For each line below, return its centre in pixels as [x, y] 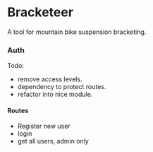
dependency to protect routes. [62, 87]
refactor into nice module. [55, 94]
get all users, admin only [53, 141]
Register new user [44, 126]
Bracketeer [41, 12]
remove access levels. [50, 79]
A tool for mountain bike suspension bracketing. [77, 32]
